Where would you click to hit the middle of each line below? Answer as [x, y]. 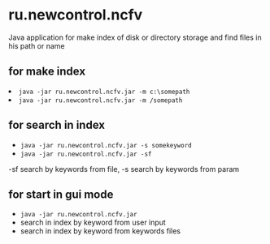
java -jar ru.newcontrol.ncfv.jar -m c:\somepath [105, 92]
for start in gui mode [61, 194]
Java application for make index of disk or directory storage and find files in [135, 37]
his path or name [37, 45]
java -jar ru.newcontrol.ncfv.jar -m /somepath [101, 100]
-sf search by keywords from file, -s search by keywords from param [124, 169]
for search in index [57, 125]
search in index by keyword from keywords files [100, 231]
